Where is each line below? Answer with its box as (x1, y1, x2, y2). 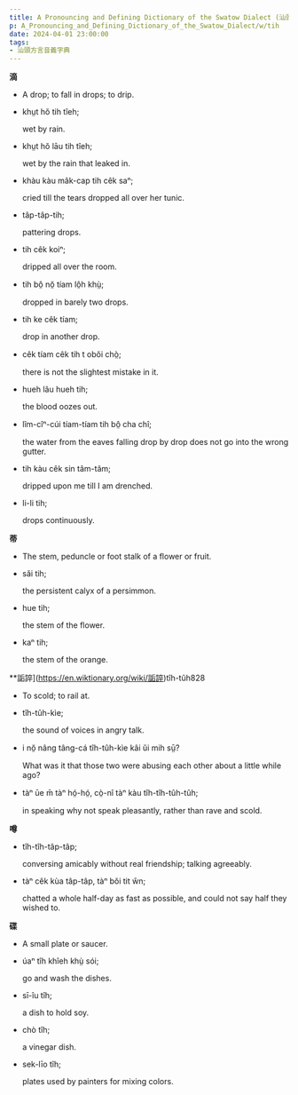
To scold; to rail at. (21, 690, 90, 702)
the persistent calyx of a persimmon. (21, 585, 157, 596)
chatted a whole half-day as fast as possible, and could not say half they (21, 893, 287, 904)
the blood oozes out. (21, 401, 98, 412)
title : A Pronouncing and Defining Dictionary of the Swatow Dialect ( (9, 12, 279, 22)
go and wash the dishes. (21, 973, 113, 984)
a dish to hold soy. (21, 1007, 90, 1018)
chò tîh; (21, 1025, 51, 1035)
